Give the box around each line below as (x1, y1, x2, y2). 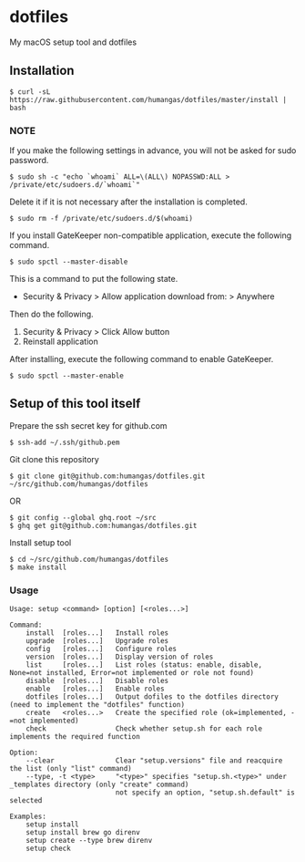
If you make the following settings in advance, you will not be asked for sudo (9, 145, 297, 156)
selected (9, 796, 43, 805)
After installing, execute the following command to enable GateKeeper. (9, 354, 274, 365)
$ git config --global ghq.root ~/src (9, 513, 157, 522)
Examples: (9, 812, 47, 822)
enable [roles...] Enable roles (25, 684, 166, 694)
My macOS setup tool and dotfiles (9, 36, 137, 47)
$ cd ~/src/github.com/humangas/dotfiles (9, 555, 169, 564)
